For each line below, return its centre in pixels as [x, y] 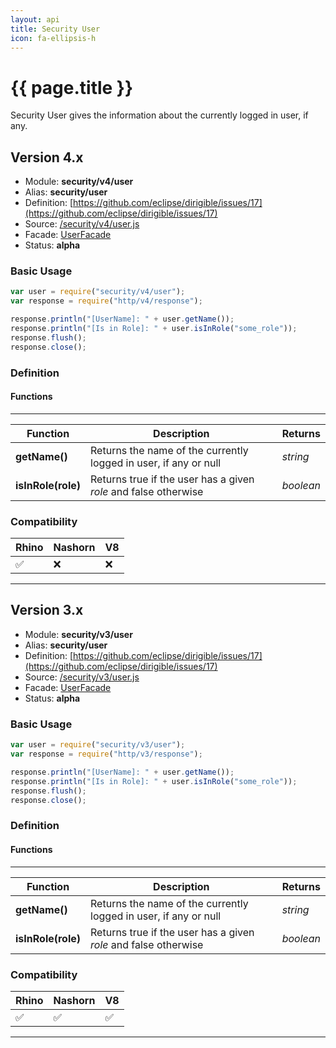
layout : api [35, 19]
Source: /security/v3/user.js [82, 677]
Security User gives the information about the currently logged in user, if [159, 115]
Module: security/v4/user [79, 182]
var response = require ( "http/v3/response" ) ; [106, 754]
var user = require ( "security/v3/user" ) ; [98, 745]
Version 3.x [47, 610]
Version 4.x [47, 157]
